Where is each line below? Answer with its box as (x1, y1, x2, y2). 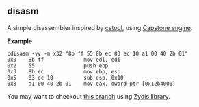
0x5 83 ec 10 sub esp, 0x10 (7, 74, 124, 81)
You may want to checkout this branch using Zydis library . (7, 92, 171, 100)
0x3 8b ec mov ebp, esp (7, 68, 121, 75)
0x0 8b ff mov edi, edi (7, 56, 121, 63)
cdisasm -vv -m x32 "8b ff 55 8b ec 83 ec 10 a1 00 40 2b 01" (7, 50, 188, 57)
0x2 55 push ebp (7, 62, 109, 69)
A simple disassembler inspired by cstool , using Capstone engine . (7, 23, 193, 32)
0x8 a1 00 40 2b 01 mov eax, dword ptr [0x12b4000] (7, 80, 176, 87)
